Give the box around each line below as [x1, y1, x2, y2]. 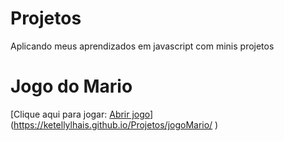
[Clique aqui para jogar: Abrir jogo [10, 108, 151, 120]
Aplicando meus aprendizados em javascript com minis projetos [10, 40, 275, 52]
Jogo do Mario [10, 75, 133, 98]
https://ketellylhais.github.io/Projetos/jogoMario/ [13, 118, 213, 131]
